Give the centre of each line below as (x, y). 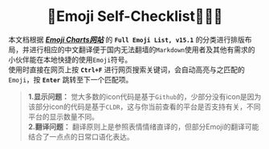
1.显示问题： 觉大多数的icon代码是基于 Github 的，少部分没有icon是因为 (145, 96)
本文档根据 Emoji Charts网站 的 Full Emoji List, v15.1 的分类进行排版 (126, 39)
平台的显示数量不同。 (63, 116)
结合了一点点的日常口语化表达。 (81, 136)
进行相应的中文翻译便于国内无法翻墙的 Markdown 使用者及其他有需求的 (142, 49)
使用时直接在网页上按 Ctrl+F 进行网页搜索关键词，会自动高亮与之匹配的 (126, 69)
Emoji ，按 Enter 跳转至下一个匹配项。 (71, 79)
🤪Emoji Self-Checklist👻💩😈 (135, 16)
